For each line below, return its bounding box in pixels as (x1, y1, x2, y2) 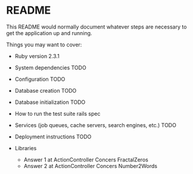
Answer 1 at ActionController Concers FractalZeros (23, 156, 149, 163)
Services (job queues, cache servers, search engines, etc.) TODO (14, 121, 177, 128)
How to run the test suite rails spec (14, 110, 101, 117)
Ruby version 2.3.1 (14, 52, 60, 59)
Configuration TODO (14, 75, 66, 83)
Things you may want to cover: (6, 41, 82, 48)
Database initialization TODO (14, 99, 86, 106)
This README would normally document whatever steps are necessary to (6, 23, 187, 30)
